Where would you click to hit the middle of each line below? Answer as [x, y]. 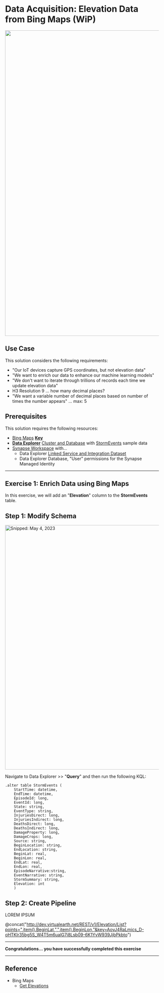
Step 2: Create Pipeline [41, 903]
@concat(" [16, 924]
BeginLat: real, [31, 854]
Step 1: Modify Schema [41, 516]
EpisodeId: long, [31, 798]
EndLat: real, [28, 862]
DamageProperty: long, [37, 833]
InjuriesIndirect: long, [39, 820]
